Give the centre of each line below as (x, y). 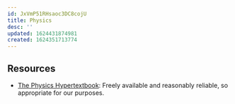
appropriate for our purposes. (61, 93)
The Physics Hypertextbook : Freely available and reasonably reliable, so (123, 85)
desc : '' (20, 27)
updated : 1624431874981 (42, 33)
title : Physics (30, 20)
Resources (31, 69)
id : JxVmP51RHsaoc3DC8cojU (47, 14)
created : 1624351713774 (42, 40)
